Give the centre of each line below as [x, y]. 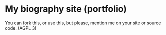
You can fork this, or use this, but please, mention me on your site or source [83, 23]
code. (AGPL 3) [21, 28]
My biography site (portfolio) [66, 9]
